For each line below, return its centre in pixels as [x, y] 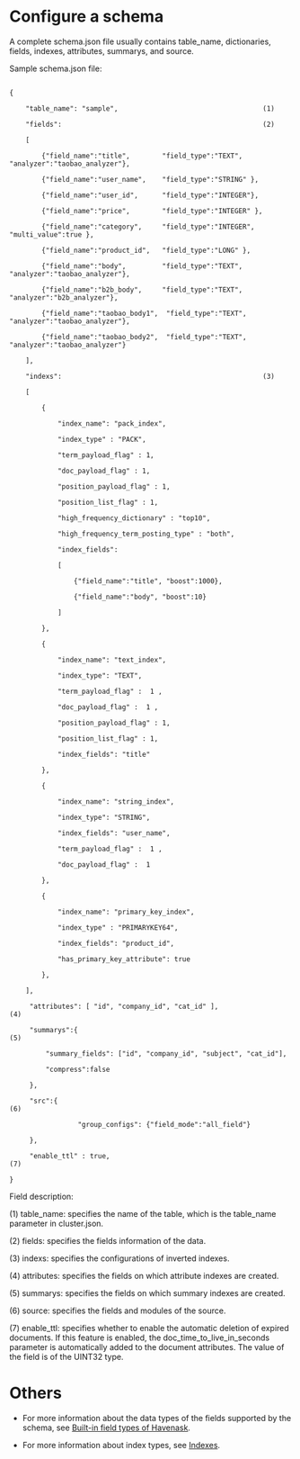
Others [36, 1393]
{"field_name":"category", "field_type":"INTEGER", [148, 227]
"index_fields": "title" [104, 754]
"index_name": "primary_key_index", [126, 912]
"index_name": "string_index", [116, 802]
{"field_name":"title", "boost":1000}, [148, 581]
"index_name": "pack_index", [112, 423]
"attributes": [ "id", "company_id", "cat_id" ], [124, 1006]
